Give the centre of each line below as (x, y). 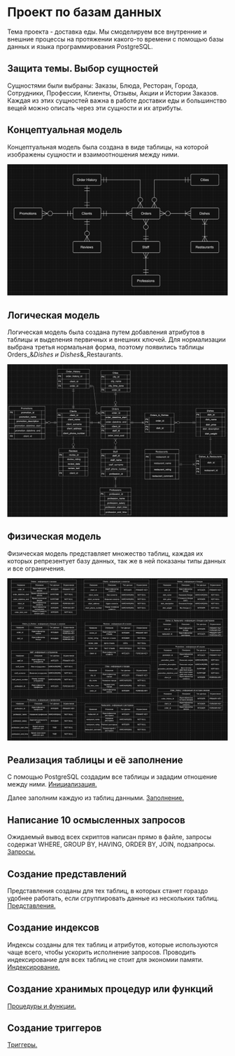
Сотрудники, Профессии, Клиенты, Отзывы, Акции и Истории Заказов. (113, 93)
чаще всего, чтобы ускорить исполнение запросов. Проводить (102, 952)
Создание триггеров (55, 1028)
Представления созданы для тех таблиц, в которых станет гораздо (108, 890)
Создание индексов (54, 928)
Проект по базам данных (85, 12)
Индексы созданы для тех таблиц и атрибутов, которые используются (113, 944)
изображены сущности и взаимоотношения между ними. (93, 154)
